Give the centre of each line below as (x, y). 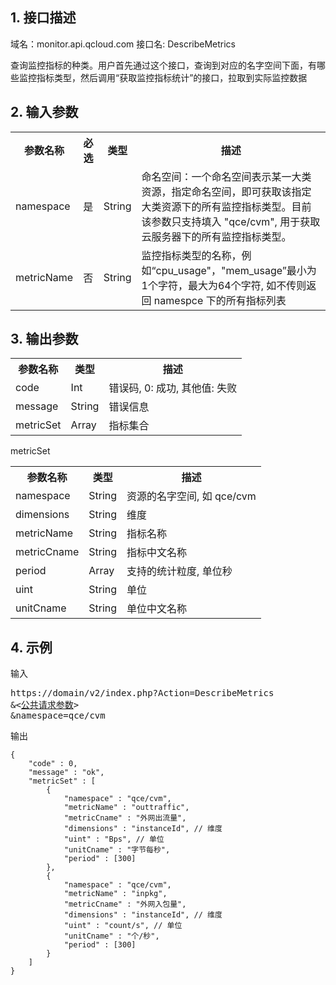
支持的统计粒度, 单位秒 (179, 571)
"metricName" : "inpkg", (115, 894)
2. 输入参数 (44, 112)
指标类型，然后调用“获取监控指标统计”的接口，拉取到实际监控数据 (172, 77)
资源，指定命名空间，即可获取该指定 (226, 191)
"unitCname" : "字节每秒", (117, 850)
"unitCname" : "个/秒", (111, 936)
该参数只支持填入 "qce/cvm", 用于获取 (231, 221)
